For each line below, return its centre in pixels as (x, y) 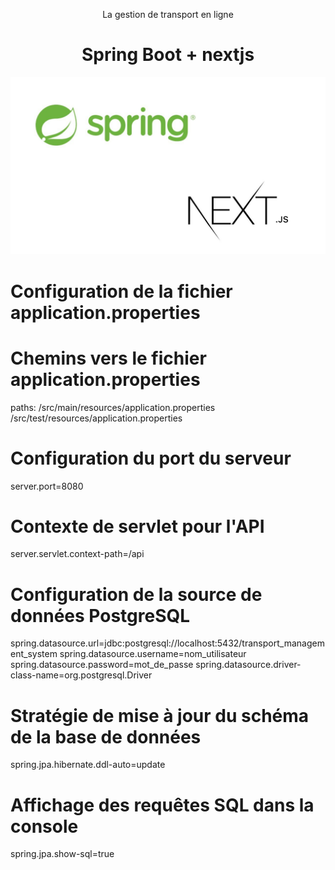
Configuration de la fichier (121, 291)
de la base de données (106, 736)
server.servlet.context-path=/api (77, 554)
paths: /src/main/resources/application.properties (113, 407)
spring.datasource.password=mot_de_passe (102, 665)
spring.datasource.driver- (248, 665)
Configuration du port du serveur (151, 458)
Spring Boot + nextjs (168, 55)
